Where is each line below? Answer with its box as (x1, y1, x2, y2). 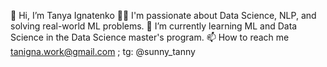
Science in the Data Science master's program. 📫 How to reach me (10, 31, 290, 43)
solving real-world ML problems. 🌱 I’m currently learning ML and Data (10, 20, 298, 32)
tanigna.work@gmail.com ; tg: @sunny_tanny (10, 46, 196, 57)
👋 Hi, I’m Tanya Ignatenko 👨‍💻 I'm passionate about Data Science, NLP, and (10, 10, 317, 21)
